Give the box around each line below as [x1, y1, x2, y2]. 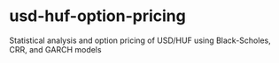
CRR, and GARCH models [9, 44, 102, 54]
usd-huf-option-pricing [9, 6, 186, 26]
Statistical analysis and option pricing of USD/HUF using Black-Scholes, [9, 35, 272, 45]
